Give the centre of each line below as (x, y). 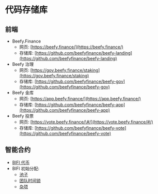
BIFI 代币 (21, 162)
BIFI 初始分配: (26, 168)
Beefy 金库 (23, 93)
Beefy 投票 (23, 116)
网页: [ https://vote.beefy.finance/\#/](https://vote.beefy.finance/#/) (86, 122)
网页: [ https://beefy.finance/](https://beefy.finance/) (71, 47)
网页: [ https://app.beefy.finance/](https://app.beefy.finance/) (80, 99)
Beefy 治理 (23, 64)
